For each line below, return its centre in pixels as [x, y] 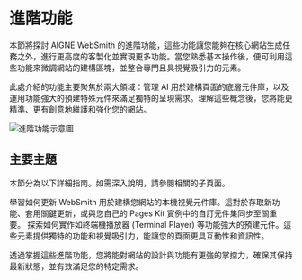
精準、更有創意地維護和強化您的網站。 [80, 109]
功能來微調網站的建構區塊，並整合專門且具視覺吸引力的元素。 [131, 68]
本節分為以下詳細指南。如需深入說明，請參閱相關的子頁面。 [120, 183]
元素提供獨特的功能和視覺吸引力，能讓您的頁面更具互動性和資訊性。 [143, 236]
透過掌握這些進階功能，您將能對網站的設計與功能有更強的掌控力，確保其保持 [151, 255]
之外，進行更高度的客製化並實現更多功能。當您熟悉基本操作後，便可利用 [151, 56]
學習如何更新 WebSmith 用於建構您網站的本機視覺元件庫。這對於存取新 [141, 202]
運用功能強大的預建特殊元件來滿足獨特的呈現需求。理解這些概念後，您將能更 [151, 98]
